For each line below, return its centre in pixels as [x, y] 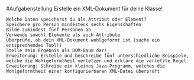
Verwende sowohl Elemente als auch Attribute [63, 35]
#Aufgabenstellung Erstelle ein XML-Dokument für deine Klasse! [85, 9]
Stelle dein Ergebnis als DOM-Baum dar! [57, 50]
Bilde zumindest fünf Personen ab [49, 30]
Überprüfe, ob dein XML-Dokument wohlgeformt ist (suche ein [83, 40]
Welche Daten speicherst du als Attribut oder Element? [76, 20]
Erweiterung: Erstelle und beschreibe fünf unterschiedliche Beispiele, [98, 56]
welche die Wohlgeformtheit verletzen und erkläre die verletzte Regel [96, 61]
